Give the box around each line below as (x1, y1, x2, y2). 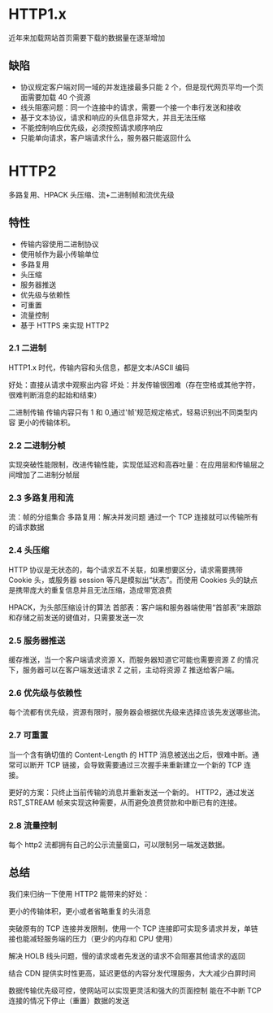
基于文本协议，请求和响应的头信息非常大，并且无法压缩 (19, 112, 206, 122)
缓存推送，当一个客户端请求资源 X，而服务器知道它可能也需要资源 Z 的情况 (8, 654, 259, 664)
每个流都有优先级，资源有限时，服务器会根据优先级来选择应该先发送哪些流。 (8, 707, 265, 717)
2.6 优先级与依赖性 (8, 687, 83, 698)
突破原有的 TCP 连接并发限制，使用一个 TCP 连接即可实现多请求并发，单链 (8, 924, 258, 933)
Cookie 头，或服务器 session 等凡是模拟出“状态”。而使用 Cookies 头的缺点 (8, 575, 258, 585)
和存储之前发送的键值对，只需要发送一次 (8, 612, 144, 622)
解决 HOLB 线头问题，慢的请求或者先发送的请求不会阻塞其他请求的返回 (8, 950, 246, 960)
